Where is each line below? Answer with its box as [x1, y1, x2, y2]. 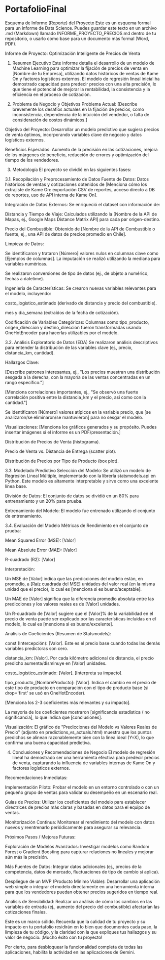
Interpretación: [5, 566, 35, 572]
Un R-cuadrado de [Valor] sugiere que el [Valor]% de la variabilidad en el [5, 611, 154, 616]
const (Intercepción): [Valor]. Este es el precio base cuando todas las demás [5, 640, 160, 646]
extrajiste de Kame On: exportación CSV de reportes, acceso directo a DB [5, 186, 155, 192]
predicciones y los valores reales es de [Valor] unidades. [5, 601, 120, 607]
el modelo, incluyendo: [5, 290, 51, 296]
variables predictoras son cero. [5, 645, 68, 651]
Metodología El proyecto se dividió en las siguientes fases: [12, 167, 132, 173]
